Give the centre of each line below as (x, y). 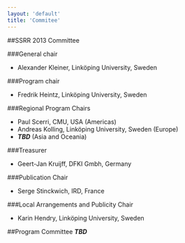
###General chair (32, 54)
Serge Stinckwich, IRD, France (61, 190)
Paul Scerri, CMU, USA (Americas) (67, 121)
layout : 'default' (34, 14)
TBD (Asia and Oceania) (52, 137)
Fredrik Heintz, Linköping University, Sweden (82, 95)
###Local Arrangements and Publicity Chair (71, 204)
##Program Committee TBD (47, 231)
